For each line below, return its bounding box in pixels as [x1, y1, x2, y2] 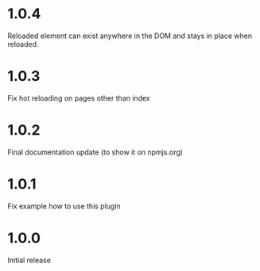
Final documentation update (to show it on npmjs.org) [7, 147, 184, 157]
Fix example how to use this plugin [7, 201, 121, 211]
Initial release [7, 255, 51, 265]
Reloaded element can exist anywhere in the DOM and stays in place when [7, 31, 252, 40]
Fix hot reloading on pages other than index [7, 93, 150, 103]
